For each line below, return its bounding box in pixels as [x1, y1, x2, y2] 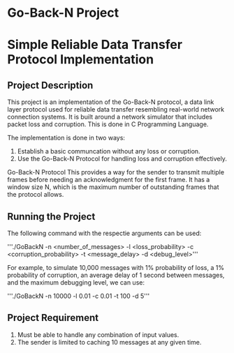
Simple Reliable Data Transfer [7, 37, 183, 53]
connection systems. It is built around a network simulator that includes [7, 113, 213, 121]
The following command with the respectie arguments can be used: [7, 229, 202, 237]
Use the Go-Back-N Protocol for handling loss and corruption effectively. [17, 155, 227, 163]
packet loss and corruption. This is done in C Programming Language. [7, 120, 209, 128]
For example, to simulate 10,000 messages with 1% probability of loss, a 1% [7, 264, 225, 271]
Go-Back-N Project [7, 5, 119, 21]
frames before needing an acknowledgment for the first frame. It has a [7, 176, 210, 184]
